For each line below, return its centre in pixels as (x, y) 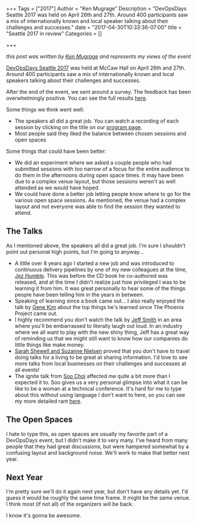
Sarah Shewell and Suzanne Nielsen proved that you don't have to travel (102, 351)
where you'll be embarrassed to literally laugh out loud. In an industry (98, 326)
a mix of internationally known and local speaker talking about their (87, 21)
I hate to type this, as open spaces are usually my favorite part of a (87, 434)
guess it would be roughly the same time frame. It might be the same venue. (98, 498)
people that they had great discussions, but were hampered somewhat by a (98, 446)
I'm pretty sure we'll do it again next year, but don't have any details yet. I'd (97, 491)
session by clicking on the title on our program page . (79, 127)
